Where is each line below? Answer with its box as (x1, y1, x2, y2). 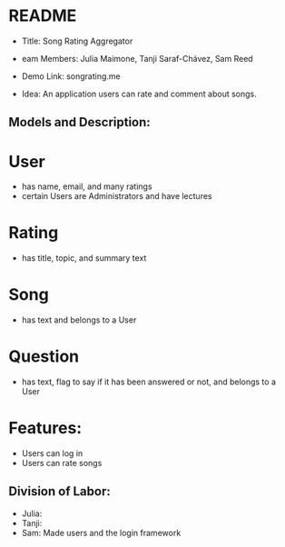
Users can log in (21, 448, 84, 459)
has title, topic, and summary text (21, 253, 147, 264)
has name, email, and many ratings (21, 181, 152, 192)
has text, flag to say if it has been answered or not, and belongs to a (21, 376, 276, 387)
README (8, 5, 77, 26)
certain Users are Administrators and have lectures (21, 191, 212, 202)
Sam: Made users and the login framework (21, 527, 182, 538)
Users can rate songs (21, 458, 103, 469)
